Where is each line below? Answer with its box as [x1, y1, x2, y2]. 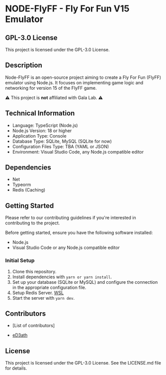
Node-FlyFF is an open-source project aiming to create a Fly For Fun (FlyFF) [5, 74, 162, 80]
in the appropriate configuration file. [12, 284, 86, 290]
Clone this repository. [12, 268, 57, 274]
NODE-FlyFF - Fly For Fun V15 [5, 3, 130, 14]
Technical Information [5, 109, 75, 118]
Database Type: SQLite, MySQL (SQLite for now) [12, 138, 112, 144]
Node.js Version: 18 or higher [12, 128, 72, 134]
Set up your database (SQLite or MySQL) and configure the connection [12, 279, 158, 285]
